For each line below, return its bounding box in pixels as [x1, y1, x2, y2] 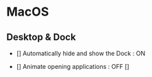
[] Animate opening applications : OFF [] [16, 63, 129, 70]
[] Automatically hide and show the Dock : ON [16, 49, 145, 57]
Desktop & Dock [6, 31, 76, 43]
